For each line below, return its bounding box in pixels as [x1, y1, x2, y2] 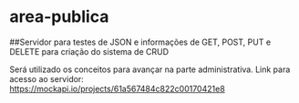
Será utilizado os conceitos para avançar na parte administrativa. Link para [9, 64, 291, 75]
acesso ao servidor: [9, 73, 84, 84]
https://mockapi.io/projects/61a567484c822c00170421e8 [9, 83, 225, 94]
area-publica [9, 6, 109, 27]
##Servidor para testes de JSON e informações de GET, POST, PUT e [9, 36, 272, 47]
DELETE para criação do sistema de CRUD [9, 46, 170, 57]
